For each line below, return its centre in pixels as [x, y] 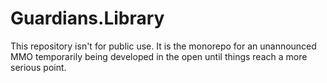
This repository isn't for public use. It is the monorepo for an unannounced [163, 46]
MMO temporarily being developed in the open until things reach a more [159, 56]
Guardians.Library [87, 18]
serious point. [38, 67]
